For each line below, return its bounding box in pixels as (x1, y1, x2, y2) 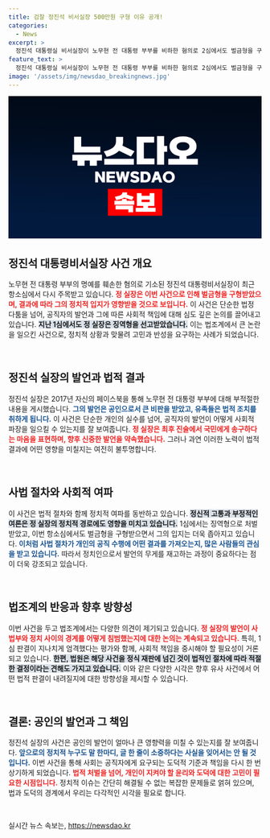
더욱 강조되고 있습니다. (16, 559, 88, 568)
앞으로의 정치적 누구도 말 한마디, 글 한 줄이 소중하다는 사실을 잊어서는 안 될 (18, 748, 249, 758)
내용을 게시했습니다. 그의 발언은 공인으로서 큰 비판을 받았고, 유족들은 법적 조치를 (8, 403, 257, 414)
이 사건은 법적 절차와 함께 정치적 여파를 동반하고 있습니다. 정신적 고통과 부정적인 (8, 508, 259, 518)
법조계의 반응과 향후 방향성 (8, 601, 133, 614)
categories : (8, 21, 48, 30)
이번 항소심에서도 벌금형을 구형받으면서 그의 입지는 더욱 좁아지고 (31, 528, 234, 539)
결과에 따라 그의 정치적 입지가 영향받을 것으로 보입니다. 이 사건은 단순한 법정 (18, 299, 255, 309)
